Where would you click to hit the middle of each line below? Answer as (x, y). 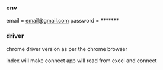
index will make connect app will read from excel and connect (81, 61)
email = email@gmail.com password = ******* (63, 21)
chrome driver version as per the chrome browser (67, 49)
